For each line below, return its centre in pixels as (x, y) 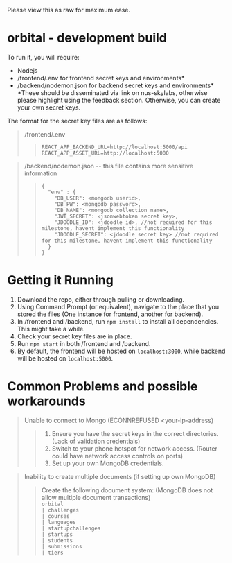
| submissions (62, 546)
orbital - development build (87, 38)
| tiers (52, 553)
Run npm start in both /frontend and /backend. (84, 343)
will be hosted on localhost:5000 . (65, 358)
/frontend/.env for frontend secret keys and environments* (101, 78)
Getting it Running (61, 280)
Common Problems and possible (102, 387)
